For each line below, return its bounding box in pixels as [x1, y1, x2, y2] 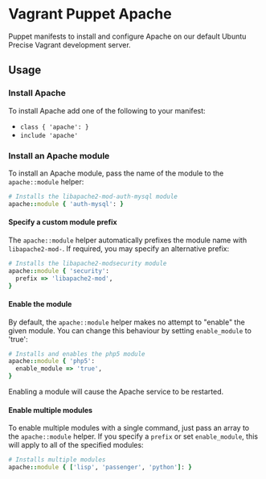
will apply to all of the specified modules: [8, 440, 144, 450]
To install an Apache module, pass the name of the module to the [8, 168, 224, 178]
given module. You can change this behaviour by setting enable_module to [8, 325, 252, 335]
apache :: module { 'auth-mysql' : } [8, 200, 125, 208]
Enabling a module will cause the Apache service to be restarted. [8, 387, 224, 397]
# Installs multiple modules [8, 456, 106, 464]
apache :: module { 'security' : [8, 266, 110, 275]
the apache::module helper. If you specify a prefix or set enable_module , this [8, 432, 259, 441]
